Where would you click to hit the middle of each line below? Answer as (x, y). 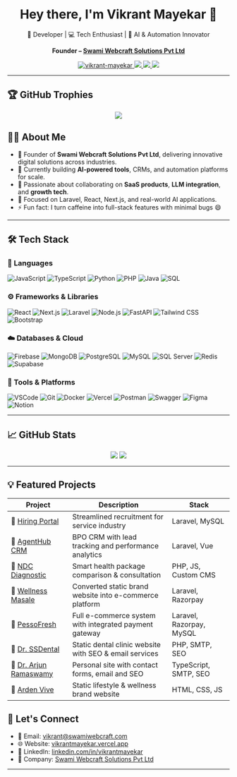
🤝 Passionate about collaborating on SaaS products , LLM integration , (119, 184)
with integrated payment (113, 624)
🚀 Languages (30, 263)
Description (119, 505)
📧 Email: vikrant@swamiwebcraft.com (73, 736)
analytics (87, 555)
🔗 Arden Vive (32, 689)
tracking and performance (115, 546)
